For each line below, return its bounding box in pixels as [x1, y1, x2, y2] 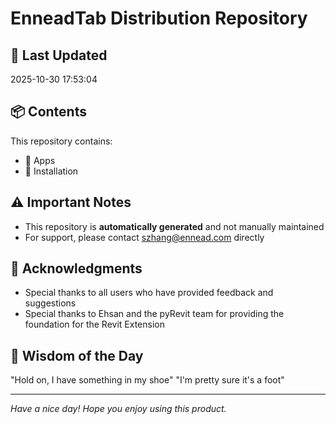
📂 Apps [24, 154, 56, 166]
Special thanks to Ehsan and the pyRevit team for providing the [24, 308, 285, 320]
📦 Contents [10, 103, 87, 121]
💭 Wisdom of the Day [10, 347, 144, 364]
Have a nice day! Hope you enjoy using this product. [10, 403, 227, 415]
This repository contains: [10, 135, 113, 147]
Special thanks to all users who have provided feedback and [24, 287, 274, 299]
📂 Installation [24, 165, 79, 177]
